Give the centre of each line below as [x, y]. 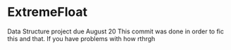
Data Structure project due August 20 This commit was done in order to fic [115, 31]
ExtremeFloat [48, 12]
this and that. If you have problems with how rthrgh [81, 38]
